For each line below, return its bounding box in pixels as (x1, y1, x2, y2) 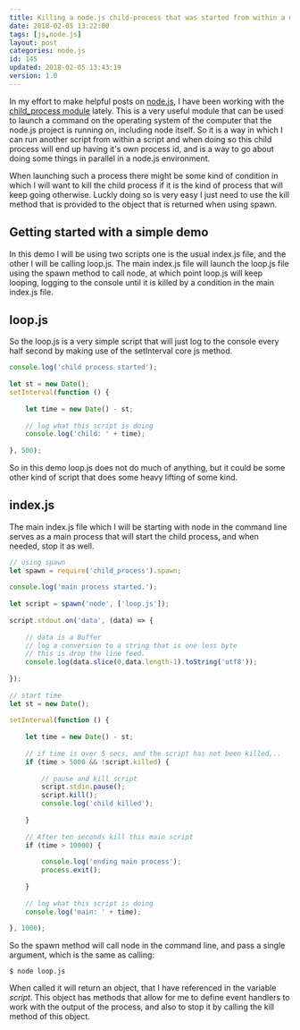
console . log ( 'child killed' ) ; (41, 799, 154, 808)
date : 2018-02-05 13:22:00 (9, 21, 110, 30)
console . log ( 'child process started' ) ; (9, 363, 158, 372)
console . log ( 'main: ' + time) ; (25, 907, 142, 916)
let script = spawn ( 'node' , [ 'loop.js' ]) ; (9, 600, 170, 609)
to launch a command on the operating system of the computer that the (9, 115, 272, 125)
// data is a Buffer (25, 633, 102, 642)
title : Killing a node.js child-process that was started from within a (9, 13, 286, 22)
